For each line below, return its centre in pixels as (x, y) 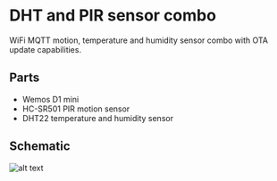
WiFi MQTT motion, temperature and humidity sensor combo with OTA (139, 40)
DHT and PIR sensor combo (113, 16)
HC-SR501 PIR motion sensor (76, 109)
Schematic (40, 147)
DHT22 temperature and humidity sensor (98, 118)
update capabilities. (46, 49)
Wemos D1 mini (50, 99)
